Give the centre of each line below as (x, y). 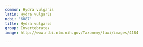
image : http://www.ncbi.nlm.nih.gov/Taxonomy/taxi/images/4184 (72, 33)
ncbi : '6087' (19, 19)
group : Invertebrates (27, 28)
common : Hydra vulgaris (30, 10)
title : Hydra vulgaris (28, 23)
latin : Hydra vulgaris (28, 14)
